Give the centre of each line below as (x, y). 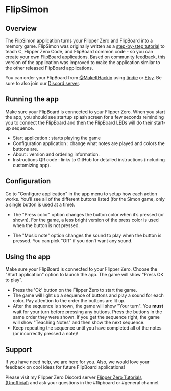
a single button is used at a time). (40, 204)
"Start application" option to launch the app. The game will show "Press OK (84, 275)
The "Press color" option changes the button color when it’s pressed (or (88, 214)
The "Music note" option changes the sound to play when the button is (87, 235)
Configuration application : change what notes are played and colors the (89, 143)
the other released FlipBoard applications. (49, 68)
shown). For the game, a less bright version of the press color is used (86, 220)
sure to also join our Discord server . (43, 83)
